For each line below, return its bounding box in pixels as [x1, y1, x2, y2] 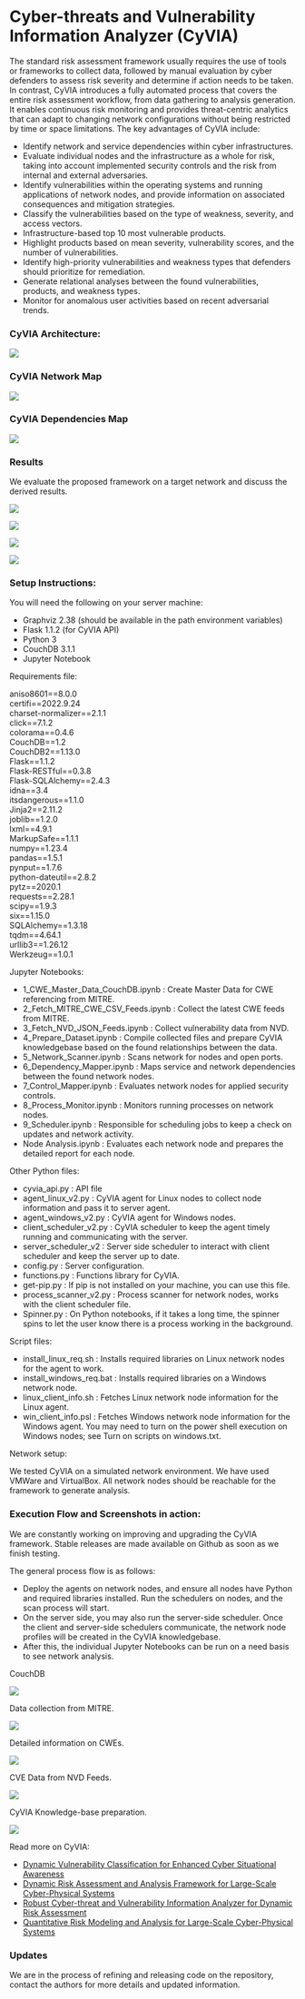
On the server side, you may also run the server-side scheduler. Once [22, 1611, 283, 1622]
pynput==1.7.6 [9, 862, 63, 873]
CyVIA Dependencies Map [9, 413, 129, 426]
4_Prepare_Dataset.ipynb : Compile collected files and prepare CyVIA [22, 1032, 283, 1043]
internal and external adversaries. [22, 170, 149, 181]
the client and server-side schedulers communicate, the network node [22, 1621, 287, 1632]
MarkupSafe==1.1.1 [9, 833, 79, 844]
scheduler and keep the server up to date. [22, 1251, 180, 1262]
